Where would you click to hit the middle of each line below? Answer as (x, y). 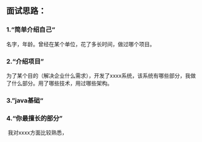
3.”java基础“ (25, 100)
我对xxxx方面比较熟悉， (38, 133)
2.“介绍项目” (25, 61)
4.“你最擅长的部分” (35, 118)
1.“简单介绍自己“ (31, 30)
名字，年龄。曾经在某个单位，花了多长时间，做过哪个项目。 (81, 44)
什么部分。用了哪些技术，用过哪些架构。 (62, 83)
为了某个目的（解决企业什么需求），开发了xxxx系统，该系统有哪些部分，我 (99, 75)
